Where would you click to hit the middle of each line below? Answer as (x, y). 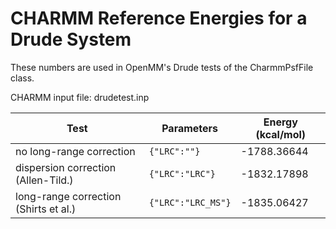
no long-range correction (75, 151)
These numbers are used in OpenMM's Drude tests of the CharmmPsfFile (162, 67)
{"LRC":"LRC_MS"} (190, 202)
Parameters (190, 128)
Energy (280, 122)
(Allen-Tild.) (44, 180)
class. (22, 78)
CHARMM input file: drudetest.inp (80, 97)
